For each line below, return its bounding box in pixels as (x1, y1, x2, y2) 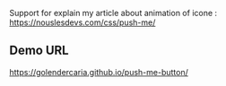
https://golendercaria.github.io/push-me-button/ (9, 66, 188, 77)
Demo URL (9, 43, 69, 58)
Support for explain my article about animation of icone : (9, 8, 218, 18)
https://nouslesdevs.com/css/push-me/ (9, 17, 156, 28)
